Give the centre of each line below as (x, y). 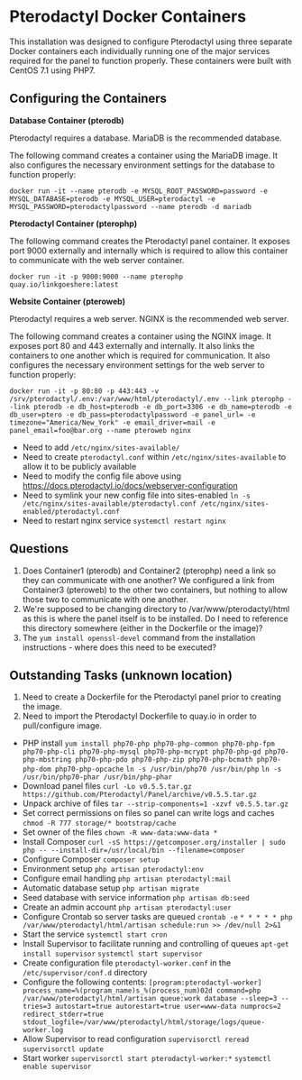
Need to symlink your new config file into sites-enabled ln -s (136, 495)
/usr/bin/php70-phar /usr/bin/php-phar (97, 777)
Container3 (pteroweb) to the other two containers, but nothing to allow (155, 590)
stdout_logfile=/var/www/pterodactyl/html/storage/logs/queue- (144, 1022)
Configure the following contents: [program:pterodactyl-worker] (142, 982)
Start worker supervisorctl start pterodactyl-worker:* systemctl (146, 1058)
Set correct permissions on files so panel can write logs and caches (148, 813)
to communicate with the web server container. (97, 260)
